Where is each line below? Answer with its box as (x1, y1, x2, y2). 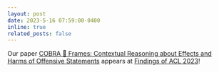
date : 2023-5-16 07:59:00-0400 (7, 17, 101, 24)
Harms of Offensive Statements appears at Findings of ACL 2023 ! (7, 57, 201, 66)
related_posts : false (7, 30, 72, 37)
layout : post (7, 10, 46, 18)
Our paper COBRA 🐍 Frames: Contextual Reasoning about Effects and (7, 49, 212, 58)
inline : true (7, 23, 46, 30)
